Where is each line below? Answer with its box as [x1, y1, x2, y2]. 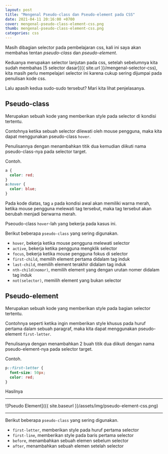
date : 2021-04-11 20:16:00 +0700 [5, 17, 75, 22]
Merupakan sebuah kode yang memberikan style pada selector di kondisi [5, 113, 156, 119]
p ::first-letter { [5, 365, 43, 370]
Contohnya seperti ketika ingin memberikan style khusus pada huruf [5, 320, 146, 326]
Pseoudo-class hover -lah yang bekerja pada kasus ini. [5, 221, 117, 227]
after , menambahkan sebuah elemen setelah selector [12, 443, 124, 449]
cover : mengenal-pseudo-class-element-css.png [5, 21, 104, 27]
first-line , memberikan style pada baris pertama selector [12, 432, 134, 438]
